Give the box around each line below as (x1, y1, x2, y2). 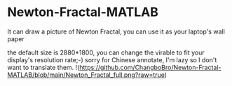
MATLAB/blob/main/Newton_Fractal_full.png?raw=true (7, 71, 165, 79)
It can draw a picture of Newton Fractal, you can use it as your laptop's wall (7, 27, 226, 36)
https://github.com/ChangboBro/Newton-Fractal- (79, 63, 222, 71)
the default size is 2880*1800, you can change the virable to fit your (7, 48, 205, 57)
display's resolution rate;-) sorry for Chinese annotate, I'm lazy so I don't (7, 55, 217, 64)
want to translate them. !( (7, 63, 80, 71)
